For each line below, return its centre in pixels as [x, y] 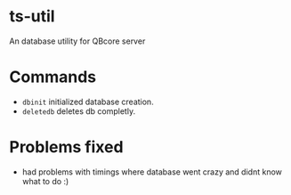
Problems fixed [66, 147]
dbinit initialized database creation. [88, 102]
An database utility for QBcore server [77, 41]
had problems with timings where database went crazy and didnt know [152, 172]
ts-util [32, 16]
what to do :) [45, 181]
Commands [53, 77]
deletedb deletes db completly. [79, 111]
